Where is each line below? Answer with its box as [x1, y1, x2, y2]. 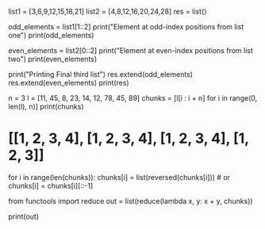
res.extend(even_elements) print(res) [8, 78, 129, 87]
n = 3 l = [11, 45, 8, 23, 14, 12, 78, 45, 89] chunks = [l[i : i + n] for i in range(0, [8, 94, 258, 102]
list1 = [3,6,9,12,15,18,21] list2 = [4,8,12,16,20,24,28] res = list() [8, 7, 207, 16]
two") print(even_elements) [8, 55, 98, 63]
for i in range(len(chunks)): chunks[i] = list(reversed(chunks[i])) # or [8, 172, 231, 181]
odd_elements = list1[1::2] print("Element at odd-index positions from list [8, 22, 244, 31]
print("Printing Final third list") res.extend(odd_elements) [8, 70, 193, 78]
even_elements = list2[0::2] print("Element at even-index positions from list [8, 46, 254, 55]
